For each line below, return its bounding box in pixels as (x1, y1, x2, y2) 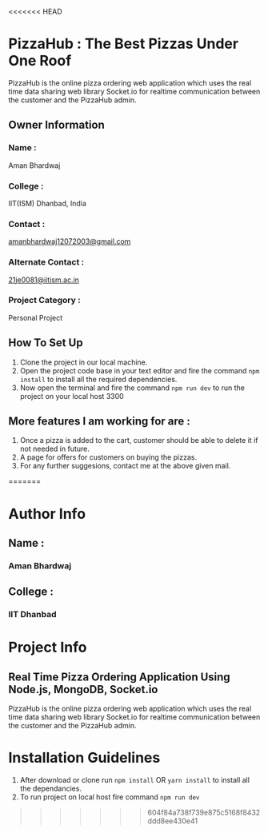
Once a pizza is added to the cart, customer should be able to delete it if (19, 436, 258, 445)
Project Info (8, 639, 87, 656)
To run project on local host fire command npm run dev (19, 792, 200, 802)
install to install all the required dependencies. (19, 374, 178, 384)
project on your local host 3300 (19, 391, 124, 401)
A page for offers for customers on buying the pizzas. (19, 452, 198, 462)
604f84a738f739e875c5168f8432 (147, 807, 261, 818)
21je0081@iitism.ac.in (8, 275, 80, 285)
